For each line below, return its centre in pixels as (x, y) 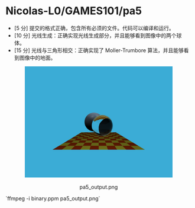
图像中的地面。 (38, 57)
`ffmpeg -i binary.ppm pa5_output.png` (53, 198)
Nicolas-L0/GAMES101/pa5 (74, 11)
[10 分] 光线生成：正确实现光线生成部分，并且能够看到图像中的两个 (95, 35)
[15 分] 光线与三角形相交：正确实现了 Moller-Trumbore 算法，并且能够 (99, 50)
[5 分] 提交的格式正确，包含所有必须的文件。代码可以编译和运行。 (94, 28)
